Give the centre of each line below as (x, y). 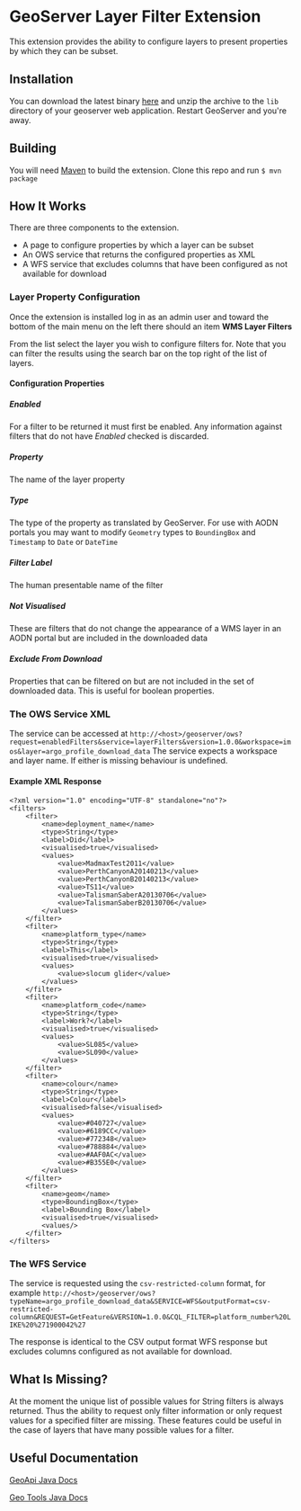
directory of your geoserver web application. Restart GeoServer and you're (148, 111)
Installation (41, 80)
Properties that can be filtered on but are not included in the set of (132, 682)
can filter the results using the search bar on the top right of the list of (138, 353)
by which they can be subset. (64, 50)
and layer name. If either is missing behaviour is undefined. (119, 761)
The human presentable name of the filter (86, 586)
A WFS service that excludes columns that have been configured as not (155, 264)
